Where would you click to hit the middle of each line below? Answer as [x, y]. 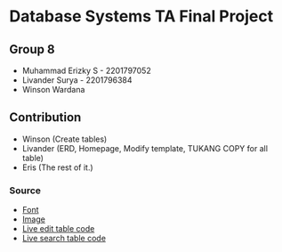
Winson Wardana [53, 89]
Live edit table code [58, 229]
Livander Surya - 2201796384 [77, 80]
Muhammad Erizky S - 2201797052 [86, 70]
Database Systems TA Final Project [141, 16]
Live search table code [64, 239]
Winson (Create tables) [64, 139]
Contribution [45, 118]
